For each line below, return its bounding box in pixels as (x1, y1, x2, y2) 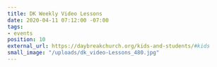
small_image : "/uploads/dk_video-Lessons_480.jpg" (7, 50, 160, 57)
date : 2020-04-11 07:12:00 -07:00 (7, 17, 110, 24)
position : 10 (7, 36, 46, 43)
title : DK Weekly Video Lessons (7, 10, 102, 17)
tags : (7, 23, 23, 30)
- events (7, 29, 33, 37)
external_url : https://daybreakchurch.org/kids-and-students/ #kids (7, 43, 211, 50)
